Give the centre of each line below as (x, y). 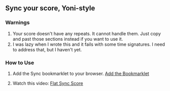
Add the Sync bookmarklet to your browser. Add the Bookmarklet (81, 73)
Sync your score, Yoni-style (50, 8)
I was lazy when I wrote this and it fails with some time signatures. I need (89, 44)
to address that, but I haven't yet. (47, 49)
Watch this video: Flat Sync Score (48, 83)
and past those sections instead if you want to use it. (68, 39)
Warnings (18, 23)
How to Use (20, 62)
